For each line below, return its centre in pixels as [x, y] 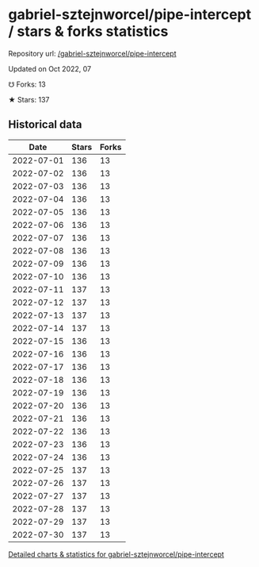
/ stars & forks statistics [88, 31]
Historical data [45, 125]
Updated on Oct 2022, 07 [50, 68]
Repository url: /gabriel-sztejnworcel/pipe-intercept [92, 53]
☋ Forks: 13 [27, 84]
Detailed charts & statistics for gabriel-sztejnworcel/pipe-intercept [116, 554]
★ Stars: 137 [29, 99]
